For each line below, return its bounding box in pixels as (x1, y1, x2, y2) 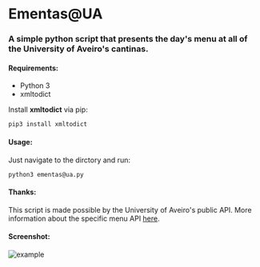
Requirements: (8, 63, 58, 73)
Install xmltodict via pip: (8, 105, 88, 114)
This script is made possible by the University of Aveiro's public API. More (8, 205, 252, 214)
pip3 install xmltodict (8, 121, 88, 129)
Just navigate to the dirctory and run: (8, 155, 130, 165)
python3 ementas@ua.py (8, 170, 84, 178)
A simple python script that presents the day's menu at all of (8, 34, 248, 45)
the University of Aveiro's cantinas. (8, 43, 149, 54)
